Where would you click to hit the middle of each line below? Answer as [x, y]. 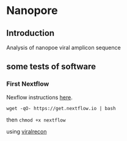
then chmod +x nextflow [36, 120]
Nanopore [32, 11]
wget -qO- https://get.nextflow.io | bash [61, 108]
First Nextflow [28, 84]
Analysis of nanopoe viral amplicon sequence [64, 47]
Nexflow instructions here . [40, 97]
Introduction [31, 33]
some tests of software [51, 67]
